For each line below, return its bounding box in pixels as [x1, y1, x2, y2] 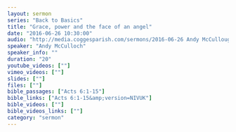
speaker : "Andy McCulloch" [7, 43, 86, 50]
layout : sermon [7, 10, 52, 17]
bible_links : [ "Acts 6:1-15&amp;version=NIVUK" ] [7, 95, 152, 102]
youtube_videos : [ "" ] [7, 62, 71, 69]
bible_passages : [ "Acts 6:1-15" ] [7, 88, 105, 95]
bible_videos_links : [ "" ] [7, 108, 83, 115]
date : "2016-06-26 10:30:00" [7, 29, 93, 37]
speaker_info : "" [7, 50, 58, 57]
